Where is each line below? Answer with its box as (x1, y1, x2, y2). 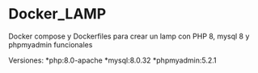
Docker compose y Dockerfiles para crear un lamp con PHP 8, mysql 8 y (8, 31, 250, 41)
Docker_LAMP (8, 5, 107, 23)
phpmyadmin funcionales (8, 39, 93, 49)
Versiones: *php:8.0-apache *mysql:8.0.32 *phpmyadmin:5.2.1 (8, 55, 217, 65)
